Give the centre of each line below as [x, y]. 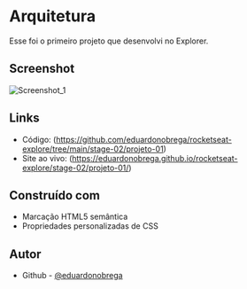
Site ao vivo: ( [47, 158]
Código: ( [39, 139]
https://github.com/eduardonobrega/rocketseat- [144, 139]
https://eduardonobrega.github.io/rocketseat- [155, 158]
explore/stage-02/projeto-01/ [75, 168]
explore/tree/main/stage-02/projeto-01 [93, 149]
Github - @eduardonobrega [72, 276]
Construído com [54, 195]
